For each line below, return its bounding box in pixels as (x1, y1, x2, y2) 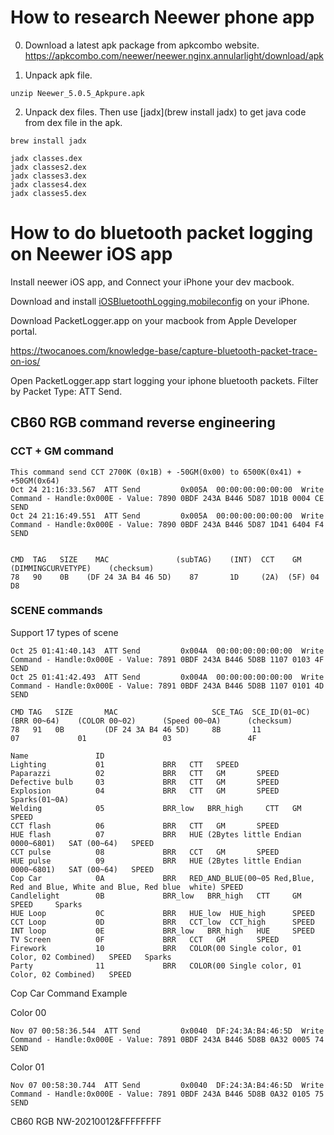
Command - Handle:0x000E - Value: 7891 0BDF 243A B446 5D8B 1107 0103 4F (10, 654, 325, 665)
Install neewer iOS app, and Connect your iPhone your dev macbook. (10, 276, 295, 288)
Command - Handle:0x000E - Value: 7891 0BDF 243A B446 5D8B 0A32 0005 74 (10, 1034, 325, 1045)
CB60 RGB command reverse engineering (10, 414, 276, 431)
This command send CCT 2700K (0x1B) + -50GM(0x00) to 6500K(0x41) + (10, 467, 302, 477)
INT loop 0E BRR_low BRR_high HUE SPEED (10, 926, 315, 936)
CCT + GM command (10, 444, 114, 458)
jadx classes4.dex (10, 179, 87, 190)
